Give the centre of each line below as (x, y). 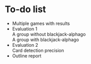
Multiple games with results (41, 23)
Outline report (27, 56)
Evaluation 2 (25, 45)
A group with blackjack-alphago (45, 40)
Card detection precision (38, 50)
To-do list (25, 9)
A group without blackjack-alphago (49, 34)
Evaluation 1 (25, 28)
